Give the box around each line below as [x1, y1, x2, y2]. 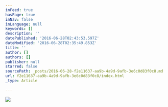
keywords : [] [5, 26, 33, 31]
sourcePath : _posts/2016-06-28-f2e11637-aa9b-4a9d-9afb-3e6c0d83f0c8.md [5, 69, 163, 74]
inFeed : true [5, 7, 33, 13]
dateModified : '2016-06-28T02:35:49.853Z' [5, 41, 97, 46]
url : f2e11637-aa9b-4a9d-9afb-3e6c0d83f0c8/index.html [5, 74, 125, 79]
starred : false [5, 64, 38, 69]
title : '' [5, 45, 27, 50]
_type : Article [5, 78, 38, 83]
